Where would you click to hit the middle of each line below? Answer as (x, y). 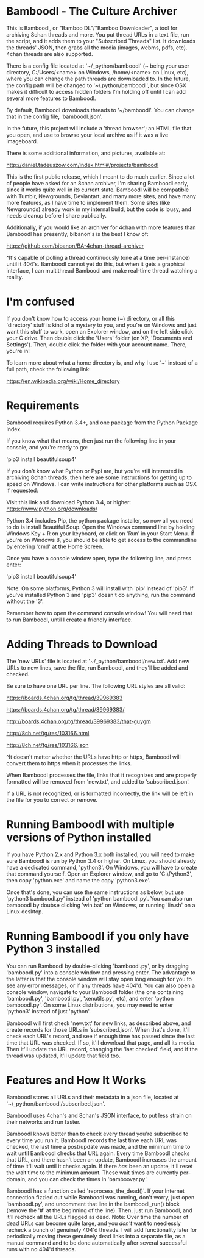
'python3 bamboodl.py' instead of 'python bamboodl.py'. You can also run (100, 898)
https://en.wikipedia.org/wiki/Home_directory (63, 381)
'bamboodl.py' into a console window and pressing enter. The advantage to (101, 972)
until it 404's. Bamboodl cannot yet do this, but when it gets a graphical (96, 264)
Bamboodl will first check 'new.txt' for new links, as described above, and (99, 1023)
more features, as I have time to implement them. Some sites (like (88, 202)
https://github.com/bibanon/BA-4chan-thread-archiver (75, 246)
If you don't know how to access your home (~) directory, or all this (91, 318)
